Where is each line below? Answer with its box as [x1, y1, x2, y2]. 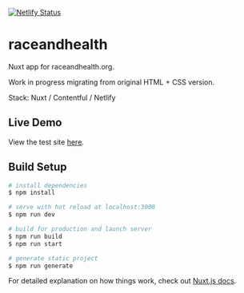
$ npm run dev [8, 211, 56, 219]
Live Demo [8, 116, 62, 129]
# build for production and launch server [8, 225, 152, 233]
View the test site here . [8, 137, 84, 147]
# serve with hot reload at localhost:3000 [8, 204, 156, 212]
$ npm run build [8, 232, 62, 240]
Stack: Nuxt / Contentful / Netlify [8, 93, 116, 102]
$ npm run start [8, 240, 62, 247]
